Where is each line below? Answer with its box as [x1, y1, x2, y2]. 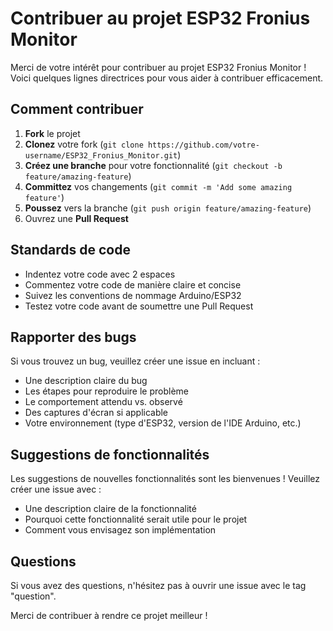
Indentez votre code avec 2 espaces [24, 268, 176, 280]
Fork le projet [24, 127, 81, 139]
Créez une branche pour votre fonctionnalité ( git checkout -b [24, 159, 283, 171]
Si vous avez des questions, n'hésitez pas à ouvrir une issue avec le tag [10, 580, 307, 591]
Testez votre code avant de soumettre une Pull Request [24, 300, 254, 312]
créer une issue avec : [10, 483, 102, 496]
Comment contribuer [10, 101, 144, 118]
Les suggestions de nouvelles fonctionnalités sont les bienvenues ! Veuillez [10, 473, 320, 485]
